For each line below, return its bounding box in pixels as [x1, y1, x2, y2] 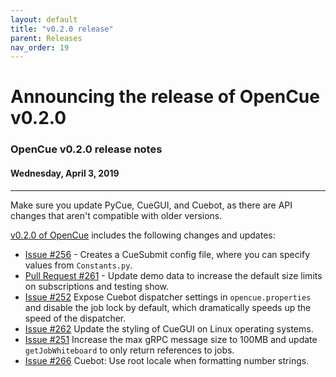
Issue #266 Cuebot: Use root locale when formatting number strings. [24, 354, 310, 366]
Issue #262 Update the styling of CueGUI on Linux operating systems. [24, 322, 314, 335]
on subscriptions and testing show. [24, 280, 170, 292]
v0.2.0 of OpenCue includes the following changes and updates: [10, 229, 276, 241]
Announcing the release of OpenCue [10, 86, 320, 108]
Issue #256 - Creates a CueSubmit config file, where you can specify [24, 248, 311, 260]
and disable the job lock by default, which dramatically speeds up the [24, 301, 312, 313]
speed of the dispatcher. [24, 312, 127, 324]
